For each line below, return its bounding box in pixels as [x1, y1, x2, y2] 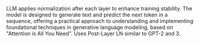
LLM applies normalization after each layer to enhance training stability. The [6, 5, 192, 12]
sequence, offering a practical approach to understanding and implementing [6, 18, 194, 24]
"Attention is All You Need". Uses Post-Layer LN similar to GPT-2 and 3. [6, 30, 181, 37]
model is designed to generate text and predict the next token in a [6, 11, 168, 18]
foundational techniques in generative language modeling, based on [6, 24, 173, 31]
